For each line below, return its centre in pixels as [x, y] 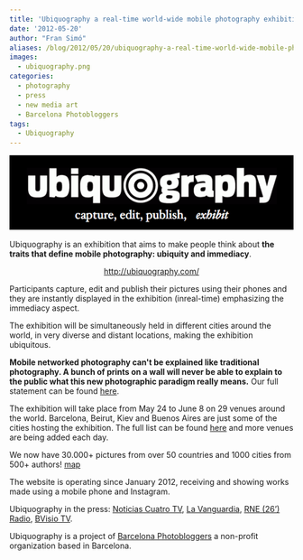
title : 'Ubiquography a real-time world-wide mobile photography [134, 19]
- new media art [48, 105]
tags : [19, 124]
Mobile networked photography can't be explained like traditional [134, 362]
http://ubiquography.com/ [151, 272]
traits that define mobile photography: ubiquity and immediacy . [131, 254]
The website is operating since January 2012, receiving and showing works [149, 482]
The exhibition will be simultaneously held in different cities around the [141, 326]
